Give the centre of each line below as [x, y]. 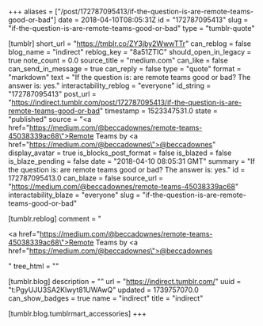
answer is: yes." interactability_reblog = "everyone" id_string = [110, 85]
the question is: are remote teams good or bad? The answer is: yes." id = [127, 170]
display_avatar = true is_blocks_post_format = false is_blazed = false [120, 153]
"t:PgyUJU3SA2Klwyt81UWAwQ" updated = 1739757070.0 [104, 290]
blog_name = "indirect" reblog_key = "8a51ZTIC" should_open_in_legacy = [130, 52]
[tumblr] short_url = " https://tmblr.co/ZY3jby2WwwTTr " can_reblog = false [130, 44]
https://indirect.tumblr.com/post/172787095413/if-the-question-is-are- [127, 102]
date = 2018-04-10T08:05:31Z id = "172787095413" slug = [153, 20]
